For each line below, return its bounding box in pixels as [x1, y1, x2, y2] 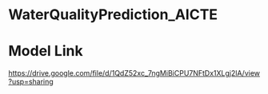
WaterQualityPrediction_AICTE [8, 6, 218, 24]
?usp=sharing [8, 77, 54, 87]
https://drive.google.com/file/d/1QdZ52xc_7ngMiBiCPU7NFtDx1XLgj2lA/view [8, 69, 261, 78]
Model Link [8, 42, 83, 61]
